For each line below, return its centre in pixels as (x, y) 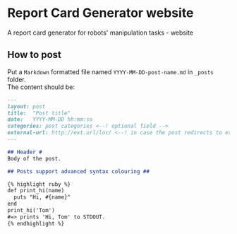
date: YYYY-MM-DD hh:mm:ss (50, 119)
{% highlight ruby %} (39, 184)
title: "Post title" (39, 113)
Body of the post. (34, 158)
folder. (17, 79)
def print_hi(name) (36, 191)
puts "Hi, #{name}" (42, 197)
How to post (35, 55)
